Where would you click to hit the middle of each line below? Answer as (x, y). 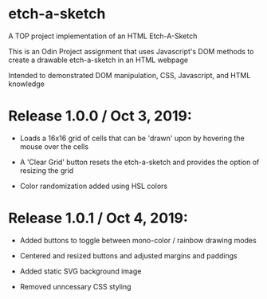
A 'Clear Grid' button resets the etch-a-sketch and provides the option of (139, 162)
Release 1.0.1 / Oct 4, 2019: (98, 218)
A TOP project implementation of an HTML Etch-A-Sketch (103, 36)
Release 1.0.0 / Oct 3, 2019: (100, 116)
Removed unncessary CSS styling (75, 286)
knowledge (27, 84)
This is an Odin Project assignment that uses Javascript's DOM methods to (131, 51)
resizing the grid (47, 170)
